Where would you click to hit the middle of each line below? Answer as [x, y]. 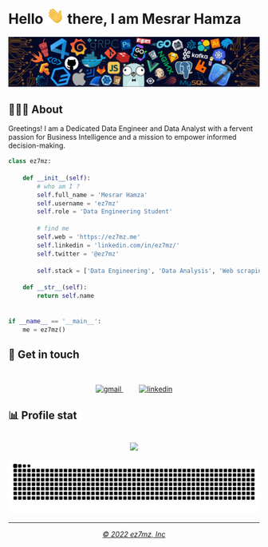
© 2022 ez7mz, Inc [134, 534]
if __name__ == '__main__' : [55, 321]
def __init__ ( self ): [57, 178]
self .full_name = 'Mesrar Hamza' [93, 195]
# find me [53, 229]
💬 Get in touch [44, 354]
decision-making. [37, 145]
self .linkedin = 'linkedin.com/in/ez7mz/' [108, 245]
